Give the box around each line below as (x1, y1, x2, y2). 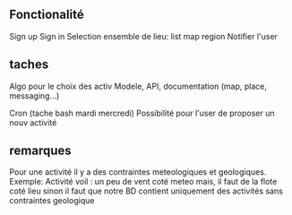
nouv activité (9, 116, 57, 128)
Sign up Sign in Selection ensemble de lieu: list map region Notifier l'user (9, 30, 278, 41)
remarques (9, 143, 72, 159)
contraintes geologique (9, 195, 95, 206)
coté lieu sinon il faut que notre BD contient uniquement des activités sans (9, 185, 284, 196)
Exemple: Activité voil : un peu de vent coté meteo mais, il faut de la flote (9, 176, 278, 187)
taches (9, 57, 49, 73)
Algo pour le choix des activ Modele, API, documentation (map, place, (9, 81, 267, 91)
